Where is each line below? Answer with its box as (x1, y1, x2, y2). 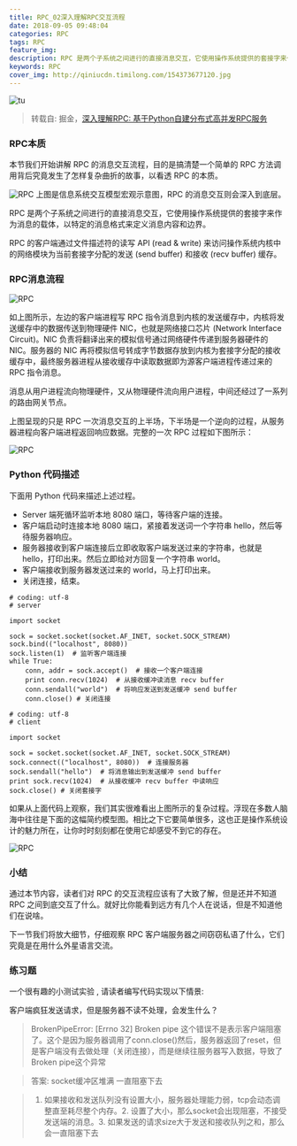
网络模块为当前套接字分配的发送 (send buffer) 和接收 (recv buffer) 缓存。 (16, 249, 282, 259)
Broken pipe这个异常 (30, 1057, 106, 1067)
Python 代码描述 (9, 468, 80, 481)
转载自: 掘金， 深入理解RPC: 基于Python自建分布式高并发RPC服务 (30, 112, 268, 124)
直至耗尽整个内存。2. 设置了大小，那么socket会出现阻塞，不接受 (51, 1105, 287, 1116)
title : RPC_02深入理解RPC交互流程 (9, 12, 126, 22)
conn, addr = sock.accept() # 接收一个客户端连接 (25, 665, 203, 675)
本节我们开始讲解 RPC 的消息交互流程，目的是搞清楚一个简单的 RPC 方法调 (9, 159, 282, 170)
